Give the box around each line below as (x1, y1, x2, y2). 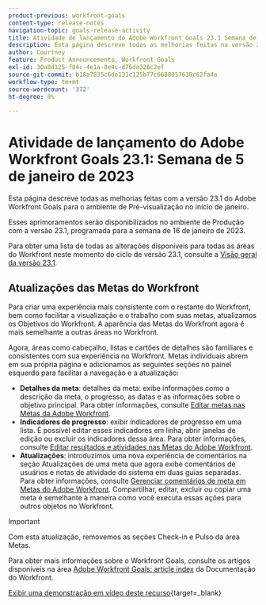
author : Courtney (8, 48, 66, 56)
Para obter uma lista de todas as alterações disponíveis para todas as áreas (8, 241, 255, 251)
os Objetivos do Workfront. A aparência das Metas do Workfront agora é (8, 319, 245, 328)
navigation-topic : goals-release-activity (8, 26, 150, 34)
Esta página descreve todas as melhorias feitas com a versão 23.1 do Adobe (8, 193, 256, 203)
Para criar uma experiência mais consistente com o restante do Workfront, (8, 302, 251, 312)
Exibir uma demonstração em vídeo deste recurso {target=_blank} (8, 588, 222, 597)
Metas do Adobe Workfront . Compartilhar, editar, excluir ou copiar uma (19, 484, 252, 494)
